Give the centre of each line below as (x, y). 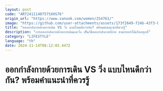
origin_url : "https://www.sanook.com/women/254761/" (59, 18)
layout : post (18, 9)
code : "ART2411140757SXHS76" (34, 14)
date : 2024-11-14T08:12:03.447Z (38, 45)
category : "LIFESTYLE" (28, 37)
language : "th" (20, 41)
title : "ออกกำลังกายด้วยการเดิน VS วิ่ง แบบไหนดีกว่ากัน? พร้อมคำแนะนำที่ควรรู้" (66, 28)
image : (12, 23)
